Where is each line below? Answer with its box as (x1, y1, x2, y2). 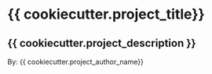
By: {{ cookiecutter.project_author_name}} (7, 57, 144, 66)
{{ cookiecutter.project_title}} (7, 5, 205, 23)
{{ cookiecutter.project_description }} (7, 37, 197, 50)
